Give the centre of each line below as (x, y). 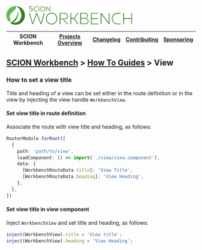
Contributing (142, 39)
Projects (70, 36)
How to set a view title (39, 80)
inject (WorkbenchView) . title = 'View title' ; (64, 234)
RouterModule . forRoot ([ (36, 139)
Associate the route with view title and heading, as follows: (79, 127)
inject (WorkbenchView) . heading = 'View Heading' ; (70, 241)
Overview (70, 43)
